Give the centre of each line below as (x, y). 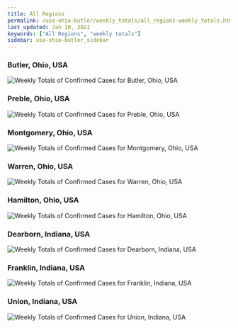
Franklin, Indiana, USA (46, 268)
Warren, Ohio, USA (40, 166)
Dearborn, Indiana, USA (49, 234)
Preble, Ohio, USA (39, 98)
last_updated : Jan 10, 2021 (49, 27)
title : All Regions (36, 14)
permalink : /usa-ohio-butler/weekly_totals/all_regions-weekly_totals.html (121, 21)
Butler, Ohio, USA (38, 65)
